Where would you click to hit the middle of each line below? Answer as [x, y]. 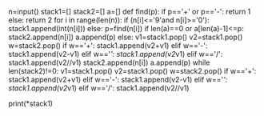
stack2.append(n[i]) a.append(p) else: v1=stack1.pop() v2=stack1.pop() [126, 37]
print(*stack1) [31, 104]
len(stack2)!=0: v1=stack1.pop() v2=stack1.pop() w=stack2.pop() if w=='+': [132, 71]
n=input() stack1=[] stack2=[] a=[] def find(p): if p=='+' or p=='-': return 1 [130, 12]
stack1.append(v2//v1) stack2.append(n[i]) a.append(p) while [109, 62]
